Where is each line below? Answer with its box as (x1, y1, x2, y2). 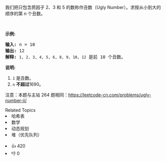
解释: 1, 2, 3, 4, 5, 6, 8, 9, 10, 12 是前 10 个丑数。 (5, 54, 126, 60)
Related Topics (5, 107, 36, 113)
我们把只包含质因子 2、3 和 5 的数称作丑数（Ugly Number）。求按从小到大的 (5, 4, 161, 10)
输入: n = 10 (5, 42, 35, 47)
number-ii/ (5, 98, 27, 103)
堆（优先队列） (11, 132, 42, 138)
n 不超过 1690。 (12, 81, 44, 87)
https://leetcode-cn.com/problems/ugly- (68, 92, 152, 98)
